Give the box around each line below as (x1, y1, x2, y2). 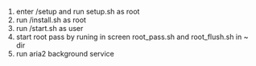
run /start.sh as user (15, 24, 84, 33)
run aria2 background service (15, 49, 115, 58)
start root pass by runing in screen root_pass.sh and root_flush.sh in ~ (15, 32, 249, 41)
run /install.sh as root (15, 15, 87, 25)
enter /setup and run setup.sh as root (15, 7, 140, 16)
